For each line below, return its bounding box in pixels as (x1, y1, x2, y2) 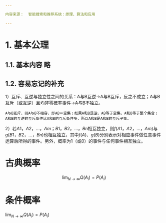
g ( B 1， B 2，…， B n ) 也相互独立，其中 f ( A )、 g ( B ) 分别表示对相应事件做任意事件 (5, 132, 161, 138)
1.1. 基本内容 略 (5, 61, 51, 69)
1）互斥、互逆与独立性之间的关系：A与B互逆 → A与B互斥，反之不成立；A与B (5, 94, 160, 100)
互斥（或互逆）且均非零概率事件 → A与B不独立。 (5, 100, 103, 106)
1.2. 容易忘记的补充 (5, 79, 64, 88)
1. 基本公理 (5, 39, 49, 51)
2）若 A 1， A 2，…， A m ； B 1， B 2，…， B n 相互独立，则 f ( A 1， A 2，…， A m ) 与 (5, 126, 158, 132)
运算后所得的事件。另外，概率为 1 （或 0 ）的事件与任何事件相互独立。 (5, 138, 146, 144)
